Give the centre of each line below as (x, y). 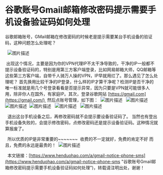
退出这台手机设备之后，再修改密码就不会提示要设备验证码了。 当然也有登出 (82, 116)
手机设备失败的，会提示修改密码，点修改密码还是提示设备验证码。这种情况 (79, 122)
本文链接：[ (19, 155)
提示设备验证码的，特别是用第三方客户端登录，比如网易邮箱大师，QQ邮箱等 (81, 69)
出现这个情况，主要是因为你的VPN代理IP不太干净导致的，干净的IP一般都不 (80, 63)
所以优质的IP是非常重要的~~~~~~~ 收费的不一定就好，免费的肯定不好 (78, 139)
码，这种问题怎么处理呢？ (31, 42)
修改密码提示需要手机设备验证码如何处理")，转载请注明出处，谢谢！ (77, 167)
